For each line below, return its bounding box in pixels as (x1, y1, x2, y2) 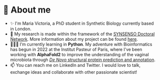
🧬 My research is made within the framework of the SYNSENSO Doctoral (10, 31, 155, 37)
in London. (10, 26, 32, 32)
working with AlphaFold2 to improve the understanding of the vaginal (10, 51, 149, 57)
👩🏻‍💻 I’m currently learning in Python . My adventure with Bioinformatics (10, 41, 153, 47)
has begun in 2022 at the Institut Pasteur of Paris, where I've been (10, 46, 142, 52)
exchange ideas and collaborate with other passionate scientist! (10, 69, 137, 75)
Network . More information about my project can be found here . (10, 36, 138, 42)
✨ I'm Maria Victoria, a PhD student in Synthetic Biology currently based (10, 20, 154, 26)
